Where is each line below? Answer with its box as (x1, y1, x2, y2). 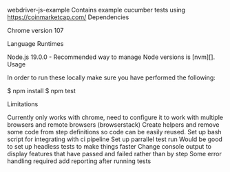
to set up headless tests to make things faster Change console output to (7, 143, 212, 150)
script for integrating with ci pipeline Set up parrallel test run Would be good (7, 135, 222, 143)
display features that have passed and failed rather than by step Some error (7, 150, 222, 158)
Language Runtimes (7, 40, 64, 47)
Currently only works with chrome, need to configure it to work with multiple (7, 113, 224, 121)
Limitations (7, 100, 39, 108)
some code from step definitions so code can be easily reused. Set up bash (7, 128, 222, 136)
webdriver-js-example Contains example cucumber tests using (7, 6, 186, 14)
